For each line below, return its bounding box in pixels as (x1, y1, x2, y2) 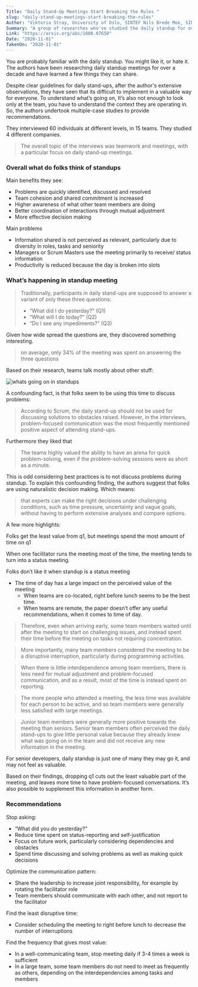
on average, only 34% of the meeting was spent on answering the (20, 349, 181, 356)
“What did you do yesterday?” (14, 825, 88, 832)
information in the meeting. (20, 744, 87, 751)
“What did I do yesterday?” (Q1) (29, 307, 106, 314)
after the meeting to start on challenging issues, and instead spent (20, 629, 181, 636)
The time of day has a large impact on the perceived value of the (14, 580, 172, 587)
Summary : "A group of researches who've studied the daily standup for (6, 25, 186, 31)
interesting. (6, 337, 34, 345)
